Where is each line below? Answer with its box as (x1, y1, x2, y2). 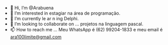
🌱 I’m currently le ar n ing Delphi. (10, 16, 79, 21)
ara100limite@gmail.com (10, 34, 62, 40)
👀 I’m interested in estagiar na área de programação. (10, 10, 121, 16)
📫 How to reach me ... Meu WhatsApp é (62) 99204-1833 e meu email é (10, 27, 163, 32)
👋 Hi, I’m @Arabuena (10, 5, 54, 11)
